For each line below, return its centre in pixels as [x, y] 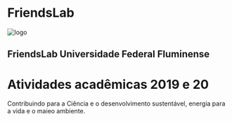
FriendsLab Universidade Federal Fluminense [109, 54]
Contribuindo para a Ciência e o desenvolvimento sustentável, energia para [116, 104]
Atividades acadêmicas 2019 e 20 [108, 84]
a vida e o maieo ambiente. [46, 111]
